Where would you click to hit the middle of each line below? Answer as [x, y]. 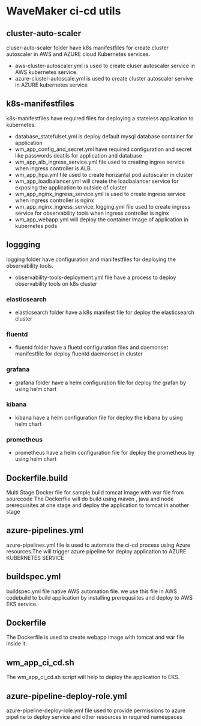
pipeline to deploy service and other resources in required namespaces [94, 716]
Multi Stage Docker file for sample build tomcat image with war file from [95, 492]
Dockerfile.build [37, 478]
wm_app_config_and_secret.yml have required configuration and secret [103, 149]
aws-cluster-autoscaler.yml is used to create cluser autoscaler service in [105, 66]
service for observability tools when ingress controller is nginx [92, 213]
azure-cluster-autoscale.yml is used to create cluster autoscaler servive [104, 78]
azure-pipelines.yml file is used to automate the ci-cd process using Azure [98, 545]
